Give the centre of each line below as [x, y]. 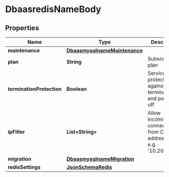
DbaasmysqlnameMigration [100, 159]
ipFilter [16, 132]
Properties [22, 28]
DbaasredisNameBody [53, 9]
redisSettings [24, 167]
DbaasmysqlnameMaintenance [104, 50]
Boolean [76, 89]
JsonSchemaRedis [89, 167]
